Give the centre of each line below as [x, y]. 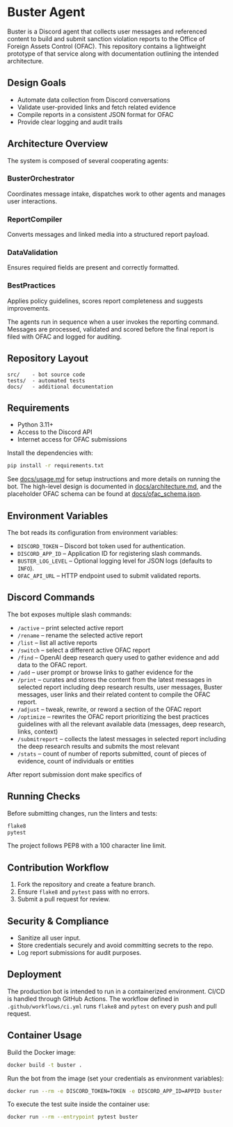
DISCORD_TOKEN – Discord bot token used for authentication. [101, 546]
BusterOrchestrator [41, 178]
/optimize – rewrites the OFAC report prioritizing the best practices [113, 716]
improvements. [29, 308]
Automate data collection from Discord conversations [94, 100]
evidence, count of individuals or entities [75, 761]
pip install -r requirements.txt [56, 466]
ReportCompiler [35, 219]
